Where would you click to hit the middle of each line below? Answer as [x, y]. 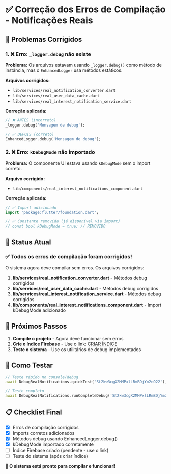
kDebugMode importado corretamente [53, 444]
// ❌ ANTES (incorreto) [31, 120]
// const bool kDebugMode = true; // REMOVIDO [55, 226]
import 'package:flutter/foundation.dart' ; [52, 212]
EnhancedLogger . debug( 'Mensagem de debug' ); [53, 139]
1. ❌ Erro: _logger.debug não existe [48, 54]
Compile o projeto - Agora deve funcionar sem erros [68, 338]
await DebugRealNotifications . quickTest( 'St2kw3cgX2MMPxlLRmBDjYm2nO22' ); [86, 382]
